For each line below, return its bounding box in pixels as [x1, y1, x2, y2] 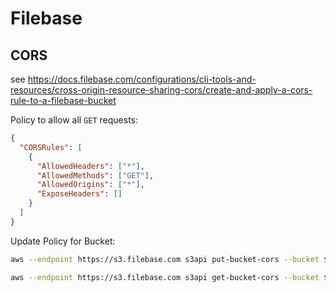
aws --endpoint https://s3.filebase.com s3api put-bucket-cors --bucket [10, 254, 320, 264]
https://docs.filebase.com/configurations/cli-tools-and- [27, 73, 257, 85]
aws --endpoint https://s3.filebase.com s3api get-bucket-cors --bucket [10, 272, 320, 282]
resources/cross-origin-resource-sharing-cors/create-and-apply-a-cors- [10, 84, 313, 96]
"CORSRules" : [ [19, 142, 83, 152]
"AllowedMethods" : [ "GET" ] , [36, 170, 155, 181]
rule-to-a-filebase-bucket [10, 95, 117, 106]
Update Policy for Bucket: [10, 235, 116, 247]
